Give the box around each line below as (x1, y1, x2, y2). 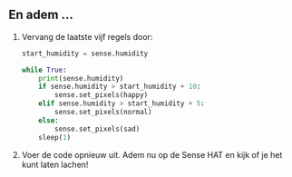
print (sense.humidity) (38, 74, 124, 83)
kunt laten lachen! (21, 159, 89, 170)
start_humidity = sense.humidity (21, 49, 149, 58)
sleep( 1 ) (38, 133, 72, 142)
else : (38, 115, 60, 125)
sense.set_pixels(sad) (54, 124, 141, 133)
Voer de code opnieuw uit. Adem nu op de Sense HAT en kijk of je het (21, 149, 283, 160)
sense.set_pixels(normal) (54, 108, 152, 117)
